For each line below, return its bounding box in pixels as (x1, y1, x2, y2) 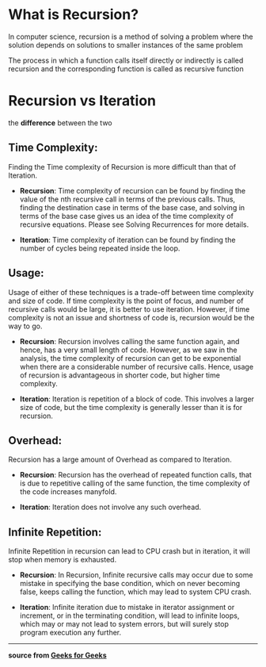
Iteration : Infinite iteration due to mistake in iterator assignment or (19, 603, 235, 612)
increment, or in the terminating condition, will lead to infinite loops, (19, 611, 240, 620)
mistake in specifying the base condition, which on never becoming (19, 579, 241, 588)
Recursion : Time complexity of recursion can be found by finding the (19, 186, 246, 195)
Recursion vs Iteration (8, 92, 157, 110)
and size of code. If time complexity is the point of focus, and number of (8, 296, 244, 305)
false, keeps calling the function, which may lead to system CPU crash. (19, 587, 252, 596)
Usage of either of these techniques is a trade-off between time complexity (8, 287, 254, 297)
